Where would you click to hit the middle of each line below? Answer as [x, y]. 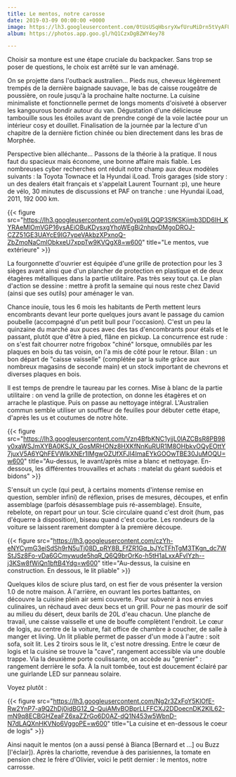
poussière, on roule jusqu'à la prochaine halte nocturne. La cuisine [104, 96]
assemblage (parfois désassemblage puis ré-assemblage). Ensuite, [105, 505]
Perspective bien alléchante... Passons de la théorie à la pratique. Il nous [112, 154]
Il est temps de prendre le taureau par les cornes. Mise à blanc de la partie [115, 388]
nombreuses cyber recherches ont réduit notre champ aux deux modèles [113, 169]
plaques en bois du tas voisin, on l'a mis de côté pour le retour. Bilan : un [112, 352]
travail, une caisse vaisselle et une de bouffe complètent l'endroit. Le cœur [115, 622]
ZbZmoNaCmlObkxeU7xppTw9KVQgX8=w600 [75, 243]
